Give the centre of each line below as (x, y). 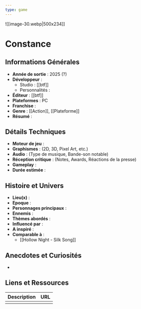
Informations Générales (43, 62)
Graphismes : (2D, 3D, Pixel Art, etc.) (50, 149)
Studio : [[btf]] (34, 84)
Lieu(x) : (21, 198)
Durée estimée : (29, 170)
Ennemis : (23, 213)
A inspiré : (23, 229)
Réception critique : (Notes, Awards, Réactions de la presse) (74, 160)
